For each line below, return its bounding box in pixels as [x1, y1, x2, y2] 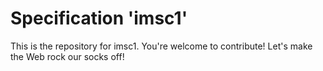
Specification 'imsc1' [10, 7, 188, 30]
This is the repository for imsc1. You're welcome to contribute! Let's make [10, 40, 313, 52]
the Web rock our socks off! [10, 50, 125, 62]
